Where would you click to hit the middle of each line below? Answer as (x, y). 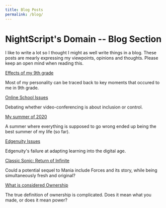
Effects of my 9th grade (29, 73)
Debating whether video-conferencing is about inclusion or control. (74, 107)
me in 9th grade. (22, 88)
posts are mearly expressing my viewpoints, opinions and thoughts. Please (82, 58)
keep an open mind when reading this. (44, 63)
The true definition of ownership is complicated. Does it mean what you (78, 195)
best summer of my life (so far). (38, 132)
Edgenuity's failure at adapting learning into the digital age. (66, 151)
